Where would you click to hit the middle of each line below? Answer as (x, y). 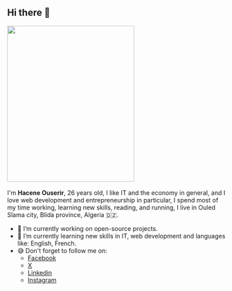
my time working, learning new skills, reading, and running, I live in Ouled (111, 207)
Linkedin (39, 272)
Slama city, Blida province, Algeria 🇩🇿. (63, 214)
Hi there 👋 (29, 13)
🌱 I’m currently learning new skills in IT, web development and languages (121, 236)
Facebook (42, 258)
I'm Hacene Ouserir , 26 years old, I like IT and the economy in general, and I (116, 193)
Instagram (42, 280)
